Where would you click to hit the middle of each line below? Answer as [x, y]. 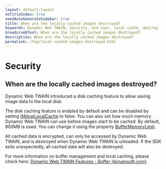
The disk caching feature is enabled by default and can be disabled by [77, 111]
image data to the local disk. [34, 101]
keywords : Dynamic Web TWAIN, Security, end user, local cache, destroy [82, 28]
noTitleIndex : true [25, 14]
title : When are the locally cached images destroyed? [63, 23]
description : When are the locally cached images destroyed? [70, 37]
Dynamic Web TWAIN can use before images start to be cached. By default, [83, 121]
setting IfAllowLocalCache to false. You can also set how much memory [78, 116]
